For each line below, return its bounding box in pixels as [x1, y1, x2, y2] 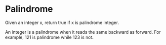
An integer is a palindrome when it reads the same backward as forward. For [5, 29, 161, 35]
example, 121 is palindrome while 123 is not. [5, 34, 94, 40]
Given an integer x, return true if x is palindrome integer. [5, 20, 119, 25]
